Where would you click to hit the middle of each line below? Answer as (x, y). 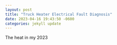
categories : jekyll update (33, 23)
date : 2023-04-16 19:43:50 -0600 (40, 19)
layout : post (19, 10)
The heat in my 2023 (27, 38)
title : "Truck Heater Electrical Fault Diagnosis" (59, 14)
